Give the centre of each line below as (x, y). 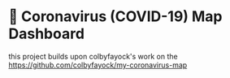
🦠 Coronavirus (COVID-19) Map (115, 17)
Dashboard (47, 34)
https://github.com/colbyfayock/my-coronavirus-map (98, 65)
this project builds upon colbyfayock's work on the (93, 56)
